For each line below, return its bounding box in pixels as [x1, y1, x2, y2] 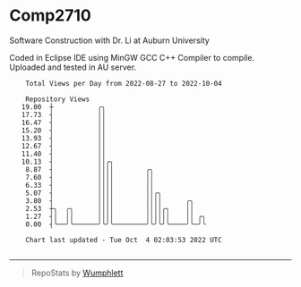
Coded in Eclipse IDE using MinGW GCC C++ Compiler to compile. [9, 52, 255, 63]
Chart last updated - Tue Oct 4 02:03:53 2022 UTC [25, 235, 222, 244]
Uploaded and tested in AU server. [9, 62, 137, 72]
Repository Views [25, 95, 90, 104]
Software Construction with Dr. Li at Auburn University [9, 35, 211, 46]
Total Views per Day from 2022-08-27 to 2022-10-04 [25, 79, 222, 88]
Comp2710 [9, 5, 91, 26]
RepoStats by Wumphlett [30, 267, 124, 278]
